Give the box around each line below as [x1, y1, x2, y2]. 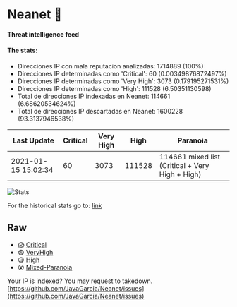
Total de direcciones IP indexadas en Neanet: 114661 [17, 92, 171, 100]
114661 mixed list [159, 152, 221, 162]
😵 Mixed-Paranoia [17, 263, 73, 271]
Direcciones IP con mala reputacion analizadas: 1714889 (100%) [17, 61, 204, 70]
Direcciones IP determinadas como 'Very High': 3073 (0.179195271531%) [17, 77, 229, 85]
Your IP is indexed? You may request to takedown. [7, 277, 153, 285]
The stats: [7, 46, 38, 55]
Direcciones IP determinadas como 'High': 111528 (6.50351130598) [17, 84, 212, 92]
